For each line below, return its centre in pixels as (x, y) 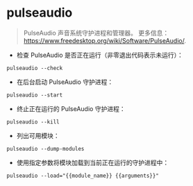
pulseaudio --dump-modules (45, 149)
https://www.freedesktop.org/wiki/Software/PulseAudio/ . (105, 40)
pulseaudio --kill (33, 122)
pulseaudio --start (35, 95)
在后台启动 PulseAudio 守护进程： (65, 82)
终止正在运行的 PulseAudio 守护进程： (71, 108)
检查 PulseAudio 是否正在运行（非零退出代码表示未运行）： (100, 55)
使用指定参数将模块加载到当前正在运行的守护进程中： (93, 162)
